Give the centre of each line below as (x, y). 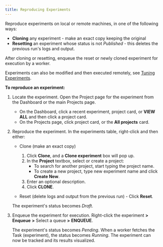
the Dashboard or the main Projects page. (54, 102)
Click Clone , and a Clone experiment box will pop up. (81, 156)
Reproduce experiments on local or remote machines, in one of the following (82, 23)
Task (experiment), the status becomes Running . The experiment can (81, 235)
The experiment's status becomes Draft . (53, 205)
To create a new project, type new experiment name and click (96, 171)
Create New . (47, 176)
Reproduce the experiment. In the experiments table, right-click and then (85, 131)
